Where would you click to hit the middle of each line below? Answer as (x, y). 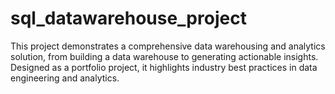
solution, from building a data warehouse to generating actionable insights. (164, 56)
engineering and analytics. (65, 78)
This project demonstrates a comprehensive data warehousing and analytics (168, 46)
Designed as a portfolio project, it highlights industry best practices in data (164, 67)
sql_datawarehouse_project (128, 18)
